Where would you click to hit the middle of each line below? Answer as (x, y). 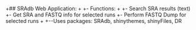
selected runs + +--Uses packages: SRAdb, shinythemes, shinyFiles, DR (94, 21)
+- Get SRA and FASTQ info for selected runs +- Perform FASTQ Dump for (96, 15)
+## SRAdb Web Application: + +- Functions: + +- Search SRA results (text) (98, 9)
